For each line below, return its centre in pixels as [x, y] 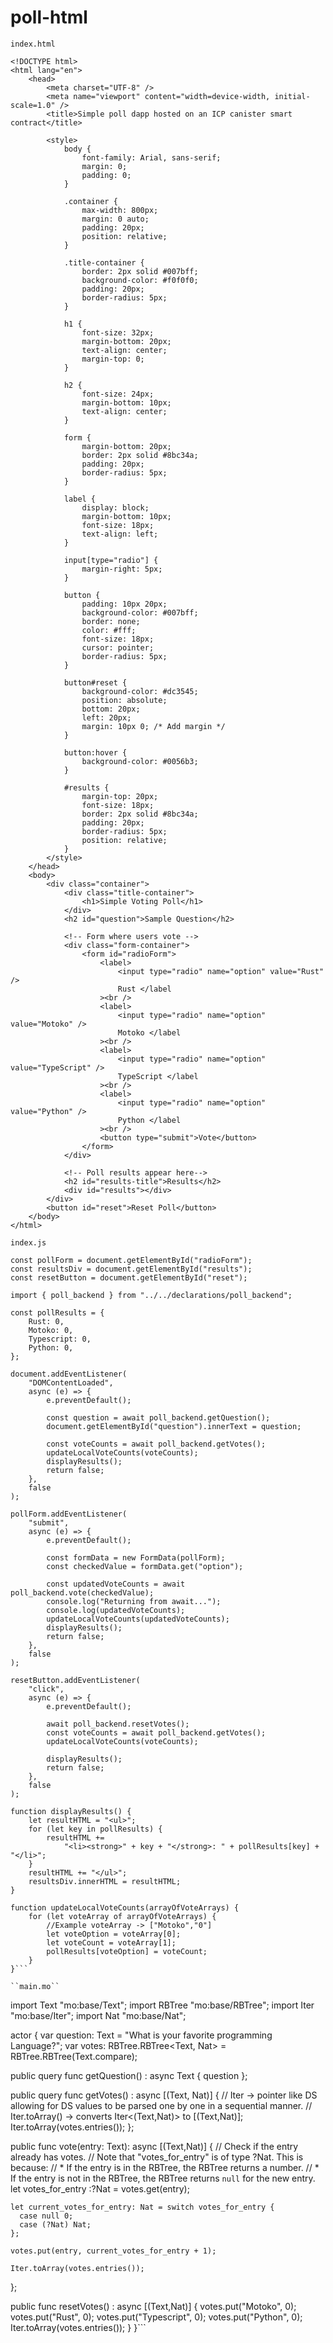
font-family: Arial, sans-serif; [151, 157]
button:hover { [95, 752]
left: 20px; [106, 717]
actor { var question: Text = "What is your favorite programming [141, 2035]
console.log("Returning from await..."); [134, 1601]
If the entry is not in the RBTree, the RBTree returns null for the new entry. [163, 2178]
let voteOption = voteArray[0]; [114, 1934]
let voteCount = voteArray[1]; [111, 1942]
